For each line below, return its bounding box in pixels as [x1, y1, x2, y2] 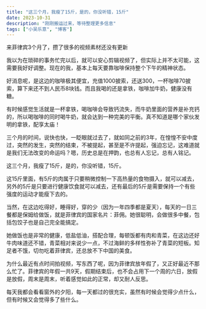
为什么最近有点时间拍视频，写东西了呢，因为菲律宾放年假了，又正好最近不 [6, 260, 194, 267]
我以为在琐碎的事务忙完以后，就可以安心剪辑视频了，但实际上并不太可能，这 [6, 56, 200, 64]
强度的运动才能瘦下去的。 [6, 190, 71, 198]
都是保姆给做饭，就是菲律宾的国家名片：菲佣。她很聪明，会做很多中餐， [11, 211, 194, 218]
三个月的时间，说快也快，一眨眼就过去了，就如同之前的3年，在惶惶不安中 [6, 134, 193, 141]
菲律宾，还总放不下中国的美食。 [54, 247, 135, 255]
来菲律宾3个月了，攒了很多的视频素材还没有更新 [6, 43, 128, 51]
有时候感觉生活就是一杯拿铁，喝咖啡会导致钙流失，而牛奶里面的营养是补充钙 [6, 105, 200, 113]
